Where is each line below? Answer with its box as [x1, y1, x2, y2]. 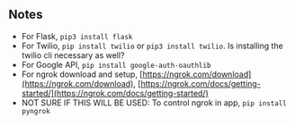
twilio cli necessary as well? [21, 49, 125, 61]
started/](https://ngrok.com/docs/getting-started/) [21, 87, 209, 98]
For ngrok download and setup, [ [21, 69, 143, 79]
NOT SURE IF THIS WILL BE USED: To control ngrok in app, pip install [21, 97, 287, 108]
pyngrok [21, 106, 50, 115]
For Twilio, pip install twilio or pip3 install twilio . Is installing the [21, 40, 284, 51]
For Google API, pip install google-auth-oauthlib [21, 59, 211, 70]
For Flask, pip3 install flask [21, 30, 133, 41]
